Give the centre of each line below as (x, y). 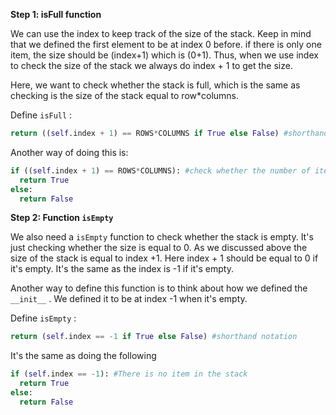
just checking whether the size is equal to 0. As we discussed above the (159, 248)
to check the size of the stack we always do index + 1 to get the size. (151, 65)
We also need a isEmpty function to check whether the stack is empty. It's (162, 237)
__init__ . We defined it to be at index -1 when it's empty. (129, 299)
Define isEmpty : (43, 318)
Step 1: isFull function (56, 14)
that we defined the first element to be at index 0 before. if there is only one (166, 44)
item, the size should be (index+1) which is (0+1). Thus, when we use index (164, 55)
